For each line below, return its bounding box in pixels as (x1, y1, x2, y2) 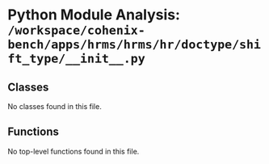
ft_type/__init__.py (7, 51, 146, 66)
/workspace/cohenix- (7, 23, 146, 38)
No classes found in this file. (7, 102, 102, 111)
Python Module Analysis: (7, 6, 181, 24)
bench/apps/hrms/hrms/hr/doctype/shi (7, 37, 262, 53)
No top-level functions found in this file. (7, 146, 140, 156)
